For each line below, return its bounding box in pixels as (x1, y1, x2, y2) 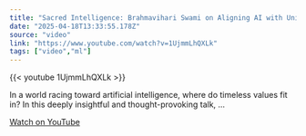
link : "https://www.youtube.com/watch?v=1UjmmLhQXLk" (9, 38, 219, 48)
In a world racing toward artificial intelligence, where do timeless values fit (9, 90, 289, 101)
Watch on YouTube (9, 117, 80, 128)
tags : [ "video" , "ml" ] (9, 47, 92, 56)
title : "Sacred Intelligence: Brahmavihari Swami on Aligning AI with (9, 13, 283, 23)
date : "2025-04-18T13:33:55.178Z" (9, 22, 141, 31)
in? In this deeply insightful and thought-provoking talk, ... (9, 99, 226, 110)
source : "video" (9, 30, 71, 39)
